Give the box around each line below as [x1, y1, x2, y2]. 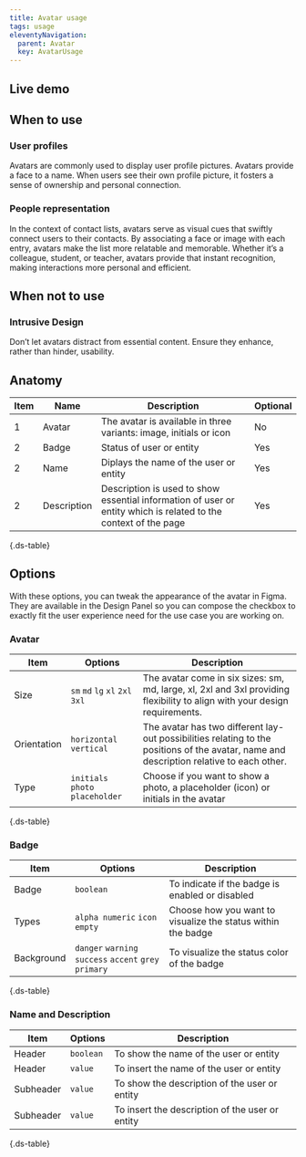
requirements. [142, 706, 203, 719]
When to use [9, 111, 84, 128]
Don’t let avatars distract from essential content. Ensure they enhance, [9, 337, 274, 348]
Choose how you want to [168, 904, 276, 917]
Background [14, 952, 66, 964]
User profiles [9, 139, 68, 151]
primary [74, 964, 108, 975]
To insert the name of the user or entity [113, 1062, 281, 1075]
